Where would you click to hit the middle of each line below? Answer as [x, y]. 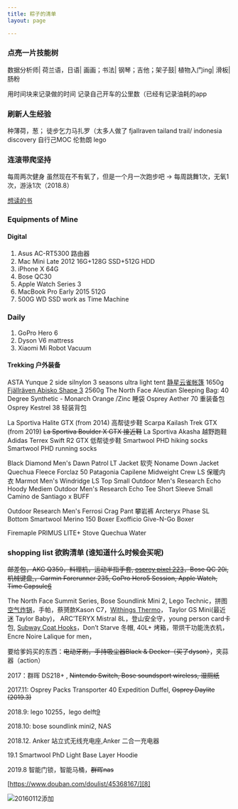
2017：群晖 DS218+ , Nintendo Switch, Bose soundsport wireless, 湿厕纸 [114, 675]
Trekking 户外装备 [34, 365]
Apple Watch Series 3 [49, 284]
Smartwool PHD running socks [52, 449]
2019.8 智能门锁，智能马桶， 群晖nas [61, 770]
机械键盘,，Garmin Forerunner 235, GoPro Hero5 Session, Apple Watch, [113, 578]
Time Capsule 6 [29, 586]
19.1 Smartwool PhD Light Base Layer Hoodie [73, 755]
